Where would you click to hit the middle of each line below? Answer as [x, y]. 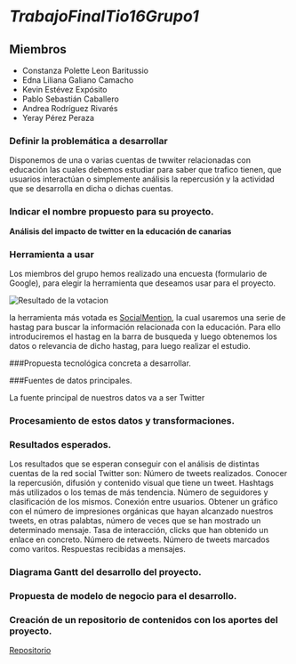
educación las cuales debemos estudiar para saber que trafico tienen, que [145, 170]
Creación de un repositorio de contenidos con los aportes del [144, 619]
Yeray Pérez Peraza [58, 118]
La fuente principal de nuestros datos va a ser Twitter [107, 397]
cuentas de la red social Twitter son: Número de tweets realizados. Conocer [148, 474]
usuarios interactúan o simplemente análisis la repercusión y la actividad [142, 179]
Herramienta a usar [52, 254]
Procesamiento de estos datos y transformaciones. [122, 420]
